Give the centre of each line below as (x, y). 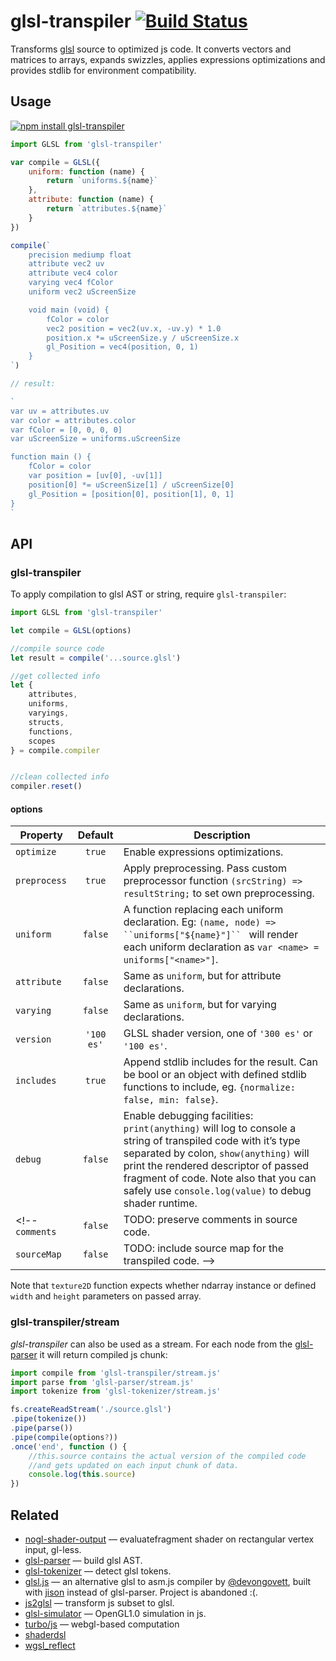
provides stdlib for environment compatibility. (103, 70)
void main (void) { (69, 310)
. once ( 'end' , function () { (69, 1446)
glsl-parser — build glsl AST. (83, 1560)
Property (41, 835)
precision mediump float (80, 255)
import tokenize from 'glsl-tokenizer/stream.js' (116, 1391)
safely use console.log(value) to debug (217, 1191)
